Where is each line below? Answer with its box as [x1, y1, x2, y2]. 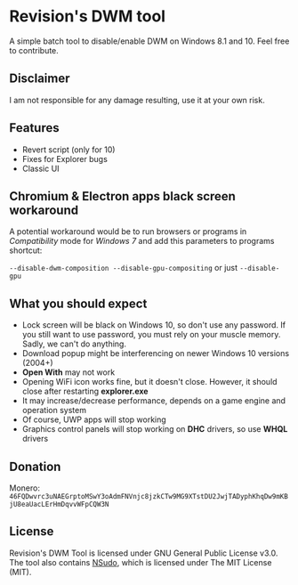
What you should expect [9, 296, 148, 311]
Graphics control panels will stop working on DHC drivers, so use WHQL [21, 424, 288, 435]
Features [9, 120, 60, 135]
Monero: [9, 483, 40, 493]
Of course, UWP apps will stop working [21, 414, 166, 425]
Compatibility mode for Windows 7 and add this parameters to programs [9, 236, 275, 247]
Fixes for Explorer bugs [21, 153, 109, 164]
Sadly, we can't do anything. [21, 338, 127, 349]
